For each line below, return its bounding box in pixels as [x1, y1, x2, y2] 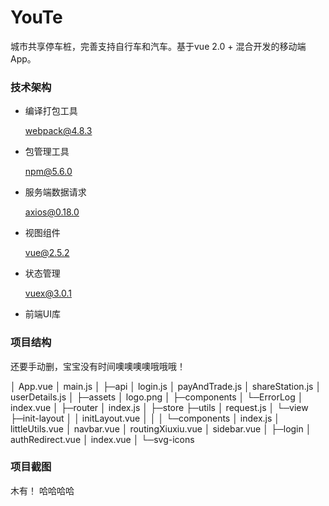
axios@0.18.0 [24, 206, 80, 218]
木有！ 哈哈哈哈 [10, 484, 75, 496]
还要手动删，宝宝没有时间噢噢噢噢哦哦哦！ [10, 360, 186, 372]
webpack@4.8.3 [24, 125, 93, 137]
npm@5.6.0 [24, 166, 73, 178]
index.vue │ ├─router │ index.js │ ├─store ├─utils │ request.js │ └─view [10, 401, 309, 413]
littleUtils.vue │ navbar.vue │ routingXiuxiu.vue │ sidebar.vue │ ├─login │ [10, 422, 312, 435]
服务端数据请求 [24, 186, 87, 198]
